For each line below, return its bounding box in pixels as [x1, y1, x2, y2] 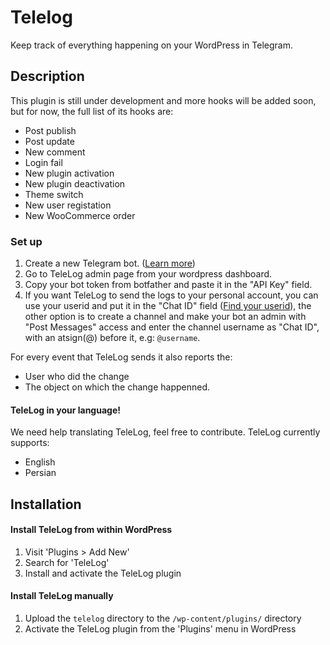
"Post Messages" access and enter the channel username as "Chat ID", [24, 321, 320, 333]
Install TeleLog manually [10, 590, 114, 602]
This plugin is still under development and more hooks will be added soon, [10, 94, 317, 106]
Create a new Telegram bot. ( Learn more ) [24, 257, 196, 270]
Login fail [24, 156, 63, 168]
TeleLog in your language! [10, 404, 121, 416]
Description [10, 68, 85, 85]
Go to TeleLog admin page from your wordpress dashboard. [24, 268, 273, 280]
